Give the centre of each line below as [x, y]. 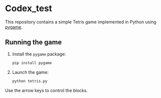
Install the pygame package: [39, 54]
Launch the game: [30, 72]
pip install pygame [32, 63]
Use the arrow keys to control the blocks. [46, 90]
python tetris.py [30, 81]
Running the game [33, 42]
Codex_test [29, 8]
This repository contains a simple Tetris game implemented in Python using [81, 22]
